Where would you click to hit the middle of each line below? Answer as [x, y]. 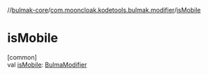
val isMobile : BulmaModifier [47, 65]
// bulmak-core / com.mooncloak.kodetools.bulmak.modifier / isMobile [104, 10]
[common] [22, 57]
